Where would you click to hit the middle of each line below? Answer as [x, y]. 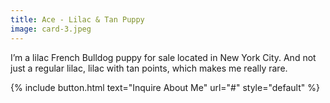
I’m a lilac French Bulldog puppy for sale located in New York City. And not [163, 57]
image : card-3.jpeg [51, 29]
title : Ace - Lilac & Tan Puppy [77, 19]
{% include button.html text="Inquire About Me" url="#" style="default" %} [165, 87]
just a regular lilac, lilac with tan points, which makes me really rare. [149, 68]
